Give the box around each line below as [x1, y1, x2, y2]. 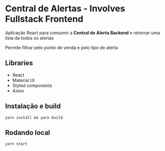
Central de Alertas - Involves [5, 3, 125, 14]
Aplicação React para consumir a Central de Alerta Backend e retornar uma [5, 30, 161, 36]
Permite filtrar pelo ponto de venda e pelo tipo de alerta [5, 44, 118, 50]
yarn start [5, 142, 28, 147]
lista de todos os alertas [5, 35, 54, 41]
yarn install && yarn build [5, 115, 63, 120]
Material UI [12, 77, 35, 83]
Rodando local [5, 128, 50, 137]
